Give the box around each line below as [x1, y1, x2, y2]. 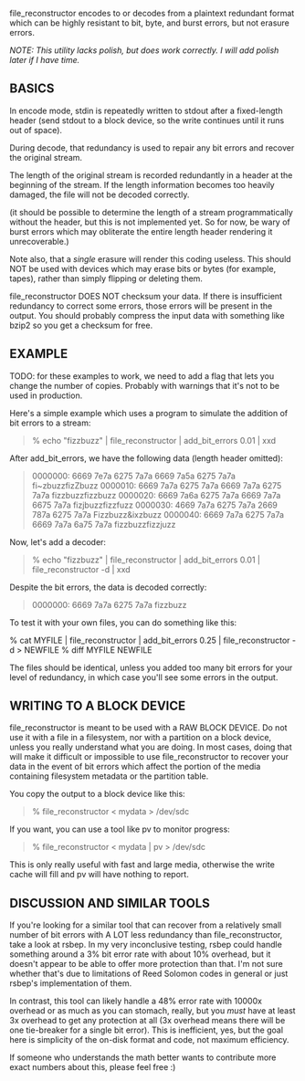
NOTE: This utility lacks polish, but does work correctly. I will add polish [9, 45, 279, 56]
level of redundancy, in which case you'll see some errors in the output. [9, 671, 279, 683]
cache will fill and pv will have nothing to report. [9, 869, 189, 880]
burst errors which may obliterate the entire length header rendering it [9, 226, 273, 236]
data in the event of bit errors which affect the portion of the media [9, 761, 261, 772]
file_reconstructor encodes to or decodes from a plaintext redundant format [9, 8, 295, 18]
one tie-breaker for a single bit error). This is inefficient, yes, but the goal [9, 1024, 284, 1035]
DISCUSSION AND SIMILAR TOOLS [9, 895, 210, 911]
